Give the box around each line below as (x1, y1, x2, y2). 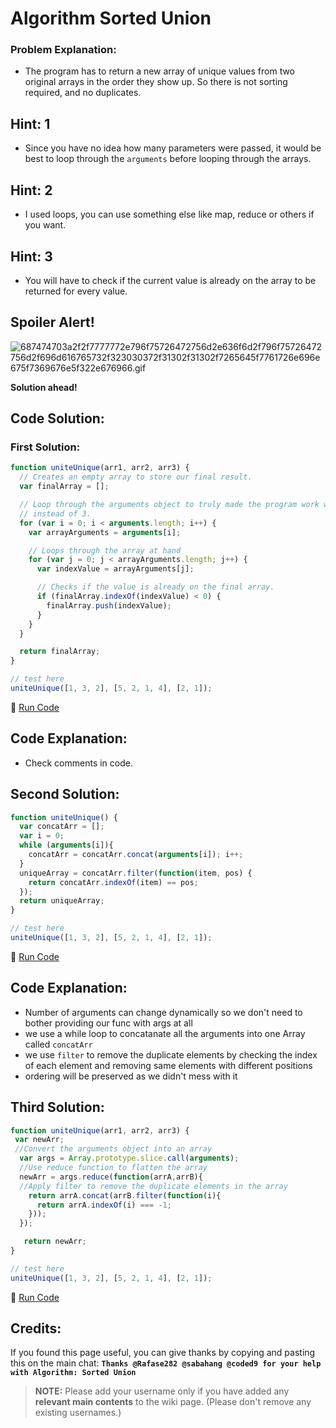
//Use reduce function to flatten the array (19, 1163, 208, 1173)
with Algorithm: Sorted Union (10, 1368, 137, 1378)
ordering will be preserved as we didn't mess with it (24, 1070, 238, 1082)
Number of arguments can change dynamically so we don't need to (24, 1006, 303, 1018)
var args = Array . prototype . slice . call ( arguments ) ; (19, 1153, 240, 1164)
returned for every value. (24, 285, 128, 297)
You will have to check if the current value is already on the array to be (24, 274, 317, 286)
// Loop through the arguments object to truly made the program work (19, 500, 320, 510)
